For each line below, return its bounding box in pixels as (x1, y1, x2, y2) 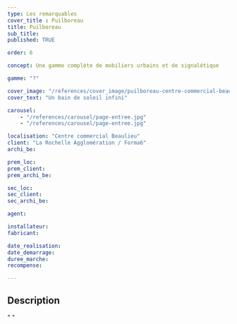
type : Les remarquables (7, 10, 78, 18)
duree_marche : (7, 256, 49, 263)
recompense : (7, 262, 42, 269)
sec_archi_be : (7, 198, 49, 205)
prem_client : (7, 165, 46, 172)
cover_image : (7, 88, 46, 95)
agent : (7, 210, 27, 217)
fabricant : (7, 229, 39, 236)
